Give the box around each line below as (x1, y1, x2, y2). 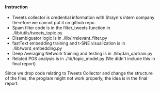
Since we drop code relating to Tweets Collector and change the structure (5, 70, 153, 76)
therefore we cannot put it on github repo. (12, 20, 96, 26)
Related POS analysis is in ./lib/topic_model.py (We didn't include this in (12, 56, 155, 61)
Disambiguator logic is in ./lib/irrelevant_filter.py (12, 35, 108, 41)
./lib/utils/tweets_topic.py (12, 30, 63, 36)
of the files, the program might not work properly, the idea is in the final (5, 76, 148, 81)
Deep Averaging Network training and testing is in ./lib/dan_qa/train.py (12, 51, 153, 57)
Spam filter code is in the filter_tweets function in (12, 25, 111, 31)
